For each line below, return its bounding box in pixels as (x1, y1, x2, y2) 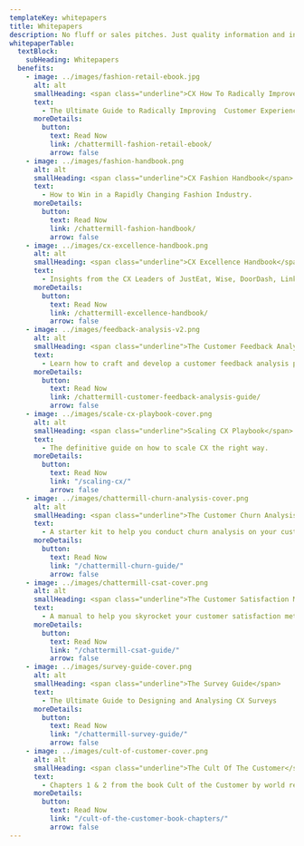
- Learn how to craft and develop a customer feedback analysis (42, 359, 290, 368)
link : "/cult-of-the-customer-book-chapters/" (49, 814, 229, 823)
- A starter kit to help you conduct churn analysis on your (42, 528, 278, 537)
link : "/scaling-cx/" (49, 477, 131, 486)
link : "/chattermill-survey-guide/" (49, 730, 188, 739)
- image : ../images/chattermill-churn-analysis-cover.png (25, 493, 249, 503)
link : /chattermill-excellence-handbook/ (49, 308, 208, 317)
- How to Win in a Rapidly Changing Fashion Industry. (42, 190, 253, 199)
